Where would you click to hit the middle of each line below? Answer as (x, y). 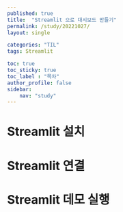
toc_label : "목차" (33, 76)
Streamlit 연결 (46, 166)
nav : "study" (38, 96)
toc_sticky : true (32, 70)
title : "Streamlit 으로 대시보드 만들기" (62, 20)
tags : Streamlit (30, 51)
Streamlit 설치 (46, 132)
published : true (30, 13)
